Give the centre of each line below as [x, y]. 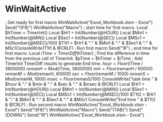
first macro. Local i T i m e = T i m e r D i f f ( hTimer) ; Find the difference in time [77, 53]
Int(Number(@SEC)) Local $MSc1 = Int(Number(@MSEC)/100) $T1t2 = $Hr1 [81, 94]
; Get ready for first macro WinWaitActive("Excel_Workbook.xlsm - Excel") [79, 22]
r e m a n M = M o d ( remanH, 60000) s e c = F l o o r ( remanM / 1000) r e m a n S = [77, 74]
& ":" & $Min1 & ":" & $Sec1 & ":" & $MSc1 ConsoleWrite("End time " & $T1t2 [80, 99]
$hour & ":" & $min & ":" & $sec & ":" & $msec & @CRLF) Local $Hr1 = [75, 84]
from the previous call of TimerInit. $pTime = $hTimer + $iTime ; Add [74, 58]
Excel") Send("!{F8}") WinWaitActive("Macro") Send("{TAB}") [66, 109]
